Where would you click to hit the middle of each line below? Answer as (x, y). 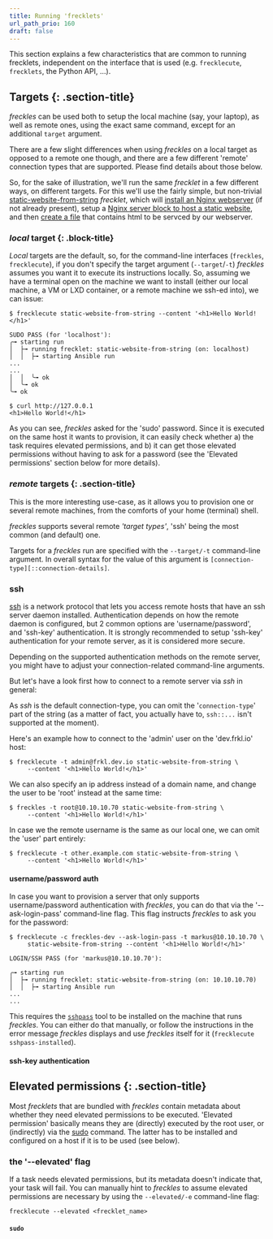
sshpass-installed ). (43, 1042)
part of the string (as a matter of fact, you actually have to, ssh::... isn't (131, 714)
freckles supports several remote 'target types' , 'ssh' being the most (124, 526)
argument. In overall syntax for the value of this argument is (109, 559)
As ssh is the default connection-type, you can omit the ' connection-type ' (132, 706)
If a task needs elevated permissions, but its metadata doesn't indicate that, (136, 1179)
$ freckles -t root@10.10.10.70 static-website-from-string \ (117, 808)
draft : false (31, 31)
